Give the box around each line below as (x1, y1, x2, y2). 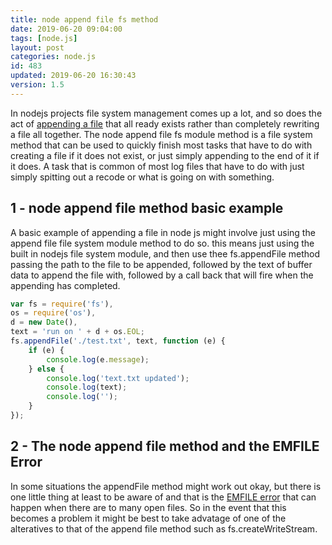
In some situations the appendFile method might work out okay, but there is (10, 480, 322, 492)
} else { (28, 364, 65, 374)
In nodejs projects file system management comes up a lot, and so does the (10, 107, 323, 119)
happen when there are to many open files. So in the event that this (10, 501, 287, 513)
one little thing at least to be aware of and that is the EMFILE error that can (10, 491, 317, 503)
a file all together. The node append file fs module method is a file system (10, 128, 313, 140)
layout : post (10, 42, 65, 53)
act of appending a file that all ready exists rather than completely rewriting (10, 117, 320, 130)
